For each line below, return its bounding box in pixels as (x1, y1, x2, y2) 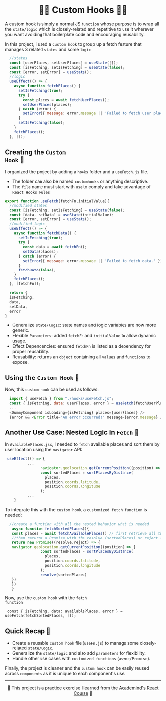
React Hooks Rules (12, 190, 50, 195)
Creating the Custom (5, 148, 66, 157)
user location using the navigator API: (5, 447, 83, 453)
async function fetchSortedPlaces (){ (11, 526, 90, 531)
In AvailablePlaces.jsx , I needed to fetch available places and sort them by (5, 441, 160, 447)
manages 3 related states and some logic (5, 46, 91, 52)
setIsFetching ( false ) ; (18, 120, 65, 125)
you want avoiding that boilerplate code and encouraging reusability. (5, 31, 145, 37)
